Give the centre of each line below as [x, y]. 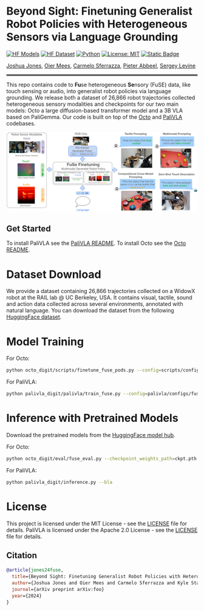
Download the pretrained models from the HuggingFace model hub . [91, 435]
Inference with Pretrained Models [92, 418]
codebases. [21, 123]
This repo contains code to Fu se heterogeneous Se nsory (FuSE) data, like [99, 85]
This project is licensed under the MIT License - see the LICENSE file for [97, 523]
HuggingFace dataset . [34, 317]
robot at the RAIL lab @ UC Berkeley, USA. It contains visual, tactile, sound [99, 298]
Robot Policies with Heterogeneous [97, 24]
